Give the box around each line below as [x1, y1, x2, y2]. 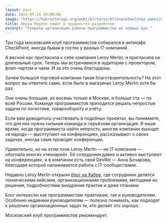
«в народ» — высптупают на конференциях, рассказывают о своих [5, 131, 149, 137]
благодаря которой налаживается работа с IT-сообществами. [5, 162, 138, 168]
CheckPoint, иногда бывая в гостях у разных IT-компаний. [5, 45, 129, 51]
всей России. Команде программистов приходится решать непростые [5, 100, 156, 106]
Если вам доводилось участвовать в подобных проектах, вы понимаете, [5, 115, 160, 121]
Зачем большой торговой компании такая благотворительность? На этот [5, 75, 162, 81]
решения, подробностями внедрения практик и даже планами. [5, 183, 140, 189]
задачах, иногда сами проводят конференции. [5, 137, 104, 143]
